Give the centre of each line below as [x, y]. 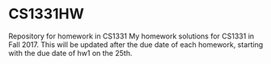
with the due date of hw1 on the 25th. [70, 53]
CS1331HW [47, 14]
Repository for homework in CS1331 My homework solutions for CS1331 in [131, 36]
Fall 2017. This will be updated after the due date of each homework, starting [136, 44]
